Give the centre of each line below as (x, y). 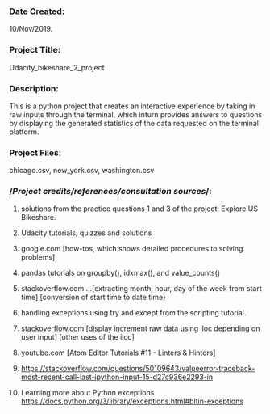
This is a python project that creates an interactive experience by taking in (132, 106)
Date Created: (37, 11)
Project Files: (35, 153)
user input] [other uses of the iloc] (78, 337)
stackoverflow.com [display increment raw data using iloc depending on (140, 328)
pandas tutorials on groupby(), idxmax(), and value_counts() (120, 273)
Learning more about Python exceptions (87, 393)
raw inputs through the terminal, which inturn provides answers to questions (136, 114)
